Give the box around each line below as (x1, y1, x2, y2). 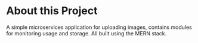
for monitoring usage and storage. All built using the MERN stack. (6, 29, 167, 37)
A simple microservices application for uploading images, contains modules (6, 24, 192, 31)
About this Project (6, 4, 98, 18)
